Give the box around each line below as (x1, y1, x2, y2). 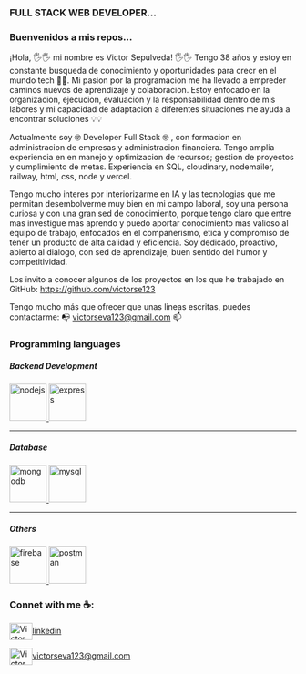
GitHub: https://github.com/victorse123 (9, 284, 156, 295)
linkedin (32, 626, 62, 637)
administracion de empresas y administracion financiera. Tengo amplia (9, 142, 275, 153)
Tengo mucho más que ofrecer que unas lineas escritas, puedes (9, 301, 251, 312)
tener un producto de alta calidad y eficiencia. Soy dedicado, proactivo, (9, 237, 278, 248)
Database (9, 442, 48, 453)
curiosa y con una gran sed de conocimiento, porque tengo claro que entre (9, 208, 291, 220)
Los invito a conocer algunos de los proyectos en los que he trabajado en (9, 274, 285, 285)
